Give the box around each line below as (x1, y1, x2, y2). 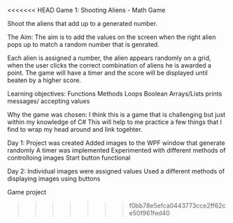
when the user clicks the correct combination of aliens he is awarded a (7, 61, 212, 69)
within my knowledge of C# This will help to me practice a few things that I (7, 118, 223, 126)
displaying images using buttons (7, 174, 101, 183)
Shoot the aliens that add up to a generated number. (7, 20, 157, 27)
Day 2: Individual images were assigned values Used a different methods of (7, 167, 225, 175)
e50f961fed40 (129, 209, 170, 217)
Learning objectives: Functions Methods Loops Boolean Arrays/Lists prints (7, 90, 223, 98)
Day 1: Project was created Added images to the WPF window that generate (7, 139, 225, 147)
